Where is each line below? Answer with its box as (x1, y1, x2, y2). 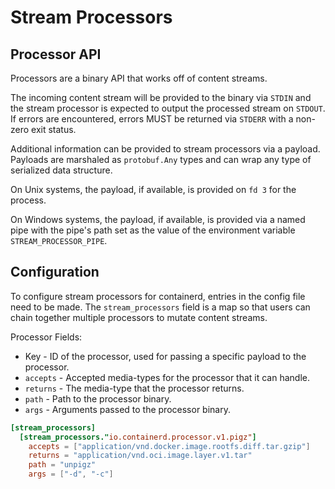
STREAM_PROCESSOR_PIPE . (10, 235, 108, 246)
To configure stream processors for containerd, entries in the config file (10, 290, 306, 302)
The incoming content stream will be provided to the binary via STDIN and (10, 92, 312, 103)
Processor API (10, 46, 102, 63)
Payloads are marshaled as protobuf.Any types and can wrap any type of (10, 154, 312, 165)
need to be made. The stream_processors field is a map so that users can (10, 301, 311, 313)
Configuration (10, 264, 100, 281)
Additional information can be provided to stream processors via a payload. (10, 143, 321, 155)
